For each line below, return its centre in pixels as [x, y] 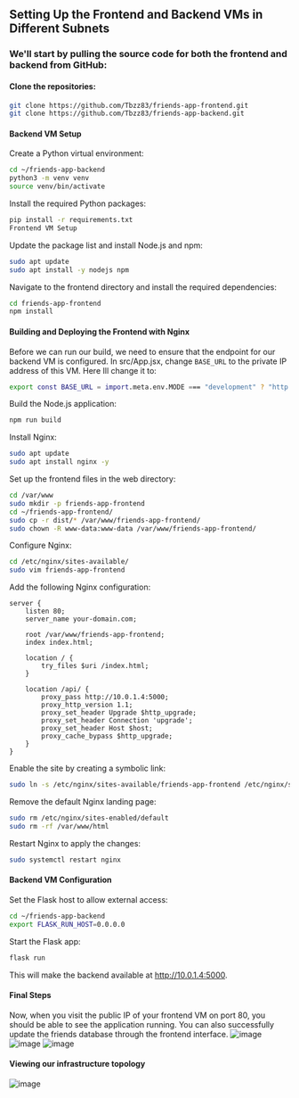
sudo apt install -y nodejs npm [69, 270]
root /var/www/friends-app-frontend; [95, 635]
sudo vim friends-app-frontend [67, 570]
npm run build [36, 420]
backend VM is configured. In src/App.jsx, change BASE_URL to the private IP [148, 361]
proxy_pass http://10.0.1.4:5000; [105, 698]
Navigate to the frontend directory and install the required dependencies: [143, 287]
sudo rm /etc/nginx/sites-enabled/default [89, 818]
